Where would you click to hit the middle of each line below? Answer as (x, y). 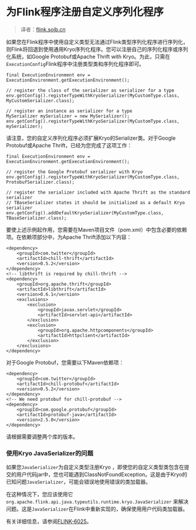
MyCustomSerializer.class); (40, 100)
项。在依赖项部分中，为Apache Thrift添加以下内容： (69, 237)
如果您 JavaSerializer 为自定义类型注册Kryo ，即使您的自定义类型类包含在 (95, 467)
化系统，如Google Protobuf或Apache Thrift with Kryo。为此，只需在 (88, 56)
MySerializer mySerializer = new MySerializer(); (68, 116)
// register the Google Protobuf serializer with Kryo (75, 172)
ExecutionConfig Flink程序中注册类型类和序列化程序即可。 (75, 64)
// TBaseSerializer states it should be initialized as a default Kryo (95, 202)
